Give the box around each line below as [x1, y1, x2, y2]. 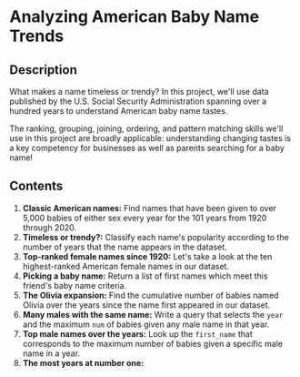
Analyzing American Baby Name [9, 6, 260, 27]
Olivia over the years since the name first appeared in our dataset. [22, 299, 271, 311]
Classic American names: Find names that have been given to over [22, 202, 277, 213]
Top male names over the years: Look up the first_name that [22, 328, 253, 339]
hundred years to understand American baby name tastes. [9, 106, 228, 116]
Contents [9, 178, 64, 194]
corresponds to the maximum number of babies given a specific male [22, 338, 284, 349]
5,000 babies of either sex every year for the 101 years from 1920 [22, 212, 267, 223]
